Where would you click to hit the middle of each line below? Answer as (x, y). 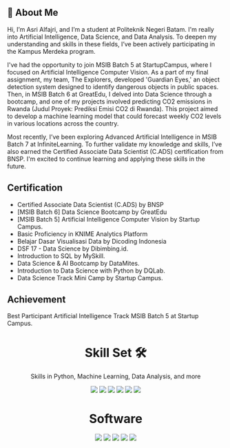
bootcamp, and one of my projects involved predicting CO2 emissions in (109, 101)
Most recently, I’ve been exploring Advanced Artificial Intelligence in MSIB (112, 137)
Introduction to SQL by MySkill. (61, 255)
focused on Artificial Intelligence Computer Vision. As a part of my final (108, 72)
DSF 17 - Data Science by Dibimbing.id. (73, 249)
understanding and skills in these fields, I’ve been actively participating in (111, 44)
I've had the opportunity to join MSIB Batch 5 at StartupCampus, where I (109, 65)
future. (17, 166)
